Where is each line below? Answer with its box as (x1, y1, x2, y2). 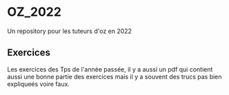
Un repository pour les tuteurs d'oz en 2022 (7, 27, 132, 35)
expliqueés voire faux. (7, 80, 70, 88)
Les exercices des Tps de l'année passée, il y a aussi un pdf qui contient (7, 65, 213, 73)
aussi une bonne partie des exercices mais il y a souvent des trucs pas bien (7, 72, 222, 81)
